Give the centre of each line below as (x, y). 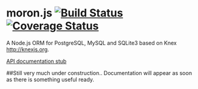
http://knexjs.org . (28, 49)
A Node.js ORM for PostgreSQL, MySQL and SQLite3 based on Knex (92, 43)
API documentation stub (36, 61)
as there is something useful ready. (50, 79)
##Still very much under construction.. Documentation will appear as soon (99, 73)
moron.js (29, 13)
